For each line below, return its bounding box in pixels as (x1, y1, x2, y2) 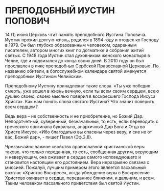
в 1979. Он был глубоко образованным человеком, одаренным (5, 42, 137, 48)
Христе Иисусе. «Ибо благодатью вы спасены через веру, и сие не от (5, 129, 152, 135)
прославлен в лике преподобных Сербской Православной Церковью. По (5, 63, 159, 69)
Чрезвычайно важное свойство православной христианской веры (5, 143, 145, 149)
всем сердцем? (5, 104, 38, 109)
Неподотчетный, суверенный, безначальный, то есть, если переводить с (5, 118, 159, 124)
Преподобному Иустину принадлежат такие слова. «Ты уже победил (5, 82, 151, 88)
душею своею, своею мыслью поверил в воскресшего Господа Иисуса (5, 93, 156, 99)
